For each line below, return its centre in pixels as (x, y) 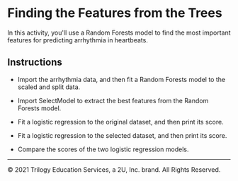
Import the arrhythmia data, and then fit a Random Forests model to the (121, 79)
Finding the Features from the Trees (115, 13)
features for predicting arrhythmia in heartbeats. (78, 40)
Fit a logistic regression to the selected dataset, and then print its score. (122, 135)
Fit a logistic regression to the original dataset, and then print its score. (121, 122)
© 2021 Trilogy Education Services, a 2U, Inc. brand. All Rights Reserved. (114, 169)
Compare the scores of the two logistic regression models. (103, 149)
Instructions (35, 63)
